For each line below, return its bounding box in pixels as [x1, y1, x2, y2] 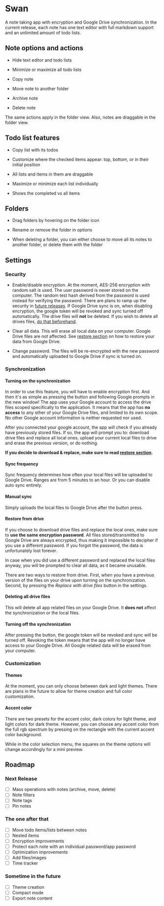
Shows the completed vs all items [12, 190, 80, 196]
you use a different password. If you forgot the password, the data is [5, 542, 143, 548]
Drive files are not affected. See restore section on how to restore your [12, 333, 155, 340]
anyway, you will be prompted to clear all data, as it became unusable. [5, 562, 147, 568]
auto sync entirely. [5, 482, 43, 488]
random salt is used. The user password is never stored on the [12, 287, 139, 293]
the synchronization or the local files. [5, 610, 80, 616]
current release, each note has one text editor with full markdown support [5, 24, 154, 30]
